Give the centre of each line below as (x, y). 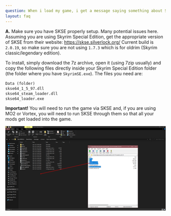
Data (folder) (20, 83)
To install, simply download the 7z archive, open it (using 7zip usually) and (83, 63)
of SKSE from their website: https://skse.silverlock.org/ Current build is (79, 42)
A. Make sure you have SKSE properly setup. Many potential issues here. (82, 31)
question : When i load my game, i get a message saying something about (84, 11)
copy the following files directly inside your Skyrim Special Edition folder (81, 68)
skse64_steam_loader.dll (32, 94)
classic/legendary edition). (33, 53)
